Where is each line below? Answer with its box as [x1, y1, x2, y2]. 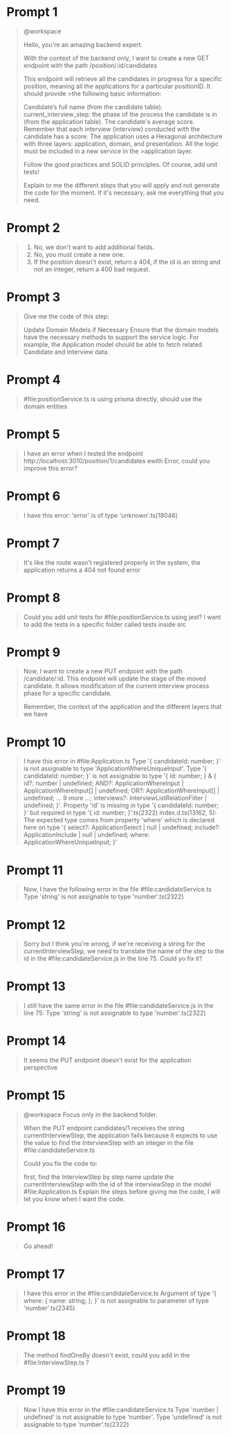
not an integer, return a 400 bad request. [33, 264, 150, 273]
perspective [23, 1063, 58, 1072]
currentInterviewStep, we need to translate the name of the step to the [23, 947, 225, 955]
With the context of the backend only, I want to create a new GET [23, 53, 210, 62]
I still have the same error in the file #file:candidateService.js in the [23, 1002, 214, 1010]
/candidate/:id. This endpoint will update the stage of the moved [23, 674, 207, 683]
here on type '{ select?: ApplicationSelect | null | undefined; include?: [23, 823, 221, 831]
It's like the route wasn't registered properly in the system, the [23, 558, 201, 566]
